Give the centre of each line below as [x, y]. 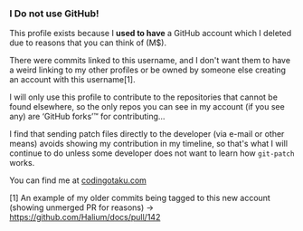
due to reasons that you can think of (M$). [88, 43]
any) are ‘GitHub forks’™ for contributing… [87, 117]
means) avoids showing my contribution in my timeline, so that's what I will [148, 144]
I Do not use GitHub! [54, 14]
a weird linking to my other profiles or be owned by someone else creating [148, 70]
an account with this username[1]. [72, 80]
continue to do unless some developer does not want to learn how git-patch [152, 153]
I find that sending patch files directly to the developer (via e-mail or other [147, 134]
